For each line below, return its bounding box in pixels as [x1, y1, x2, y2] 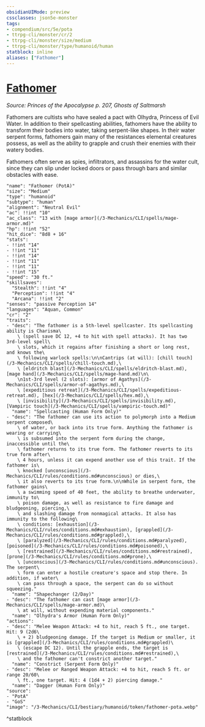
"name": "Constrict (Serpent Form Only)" [12, 661, 119, 667]
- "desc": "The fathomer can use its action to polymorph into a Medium [6, 414, 196, 420]
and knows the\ [6, 349, 45, 356]
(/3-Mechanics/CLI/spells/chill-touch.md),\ [6, 360, 122, 366]
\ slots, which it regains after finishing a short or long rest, [17, 344, 190, 350]
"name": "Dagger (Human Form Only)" [12, 682, 105, 688]
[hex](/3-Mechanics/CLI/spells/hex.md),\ [42, 392, 149, 398]
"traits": [6, 317, 32, 323]
